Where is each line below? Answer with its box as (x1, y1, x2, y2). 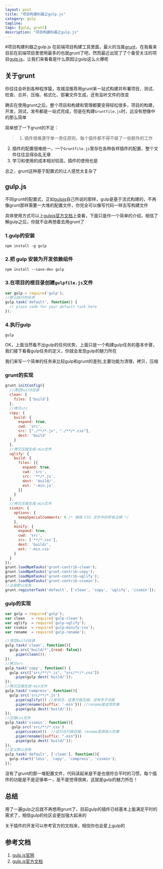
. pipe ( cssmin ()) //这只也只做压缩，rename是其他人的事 (14, 729, 120, 734)
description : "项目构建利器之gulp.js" (5, 30, 79, 35)
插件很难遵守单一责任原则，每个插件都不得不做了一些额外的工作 (24, 135, 153, 141)
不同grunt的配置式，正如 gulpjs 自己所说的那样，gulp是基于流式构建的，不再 (5, 196, 157, 202)
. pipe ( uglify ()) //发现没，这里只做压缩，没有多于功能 (14, 697, 115, 702)
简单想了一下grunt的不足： (5, 125, 59, 130)
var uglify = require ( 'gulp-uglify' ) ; (5, 620, 86, 625)
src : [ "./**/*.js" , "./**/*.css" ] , (18, 428, 91, 434)
